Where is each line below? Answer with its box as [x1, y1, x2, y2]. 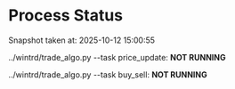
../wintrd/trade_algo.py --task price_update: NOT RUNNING [8, 52, 226, 62]
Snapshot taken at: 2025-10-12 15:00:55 [8, 35, 156, 45]
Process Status [8, 5, 124, 26]
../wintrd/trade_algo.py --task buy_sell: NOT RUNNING [8, 69, 207, 80]
